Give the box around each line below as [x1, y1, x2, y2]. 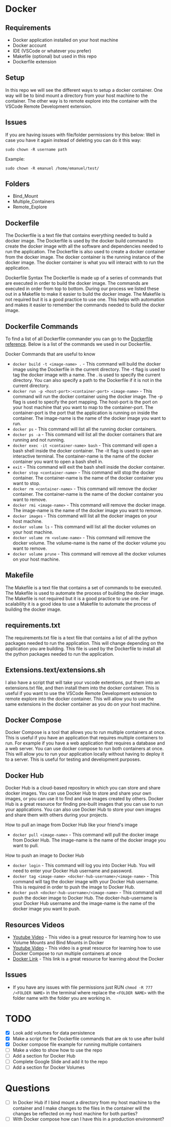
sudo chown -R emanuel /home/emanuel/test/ [5, 165, 100, 171]
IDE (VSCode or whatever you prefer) [12, 48, 91, 54]
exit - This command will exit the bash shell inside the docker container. [12, 464, 165, 470]
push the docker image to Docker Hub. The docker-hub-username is [12, 895, 157, 901]
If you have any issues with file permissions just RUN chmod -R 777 [12, 984, 153, 990]
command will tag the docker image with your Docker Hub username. [12, 879, 159, 885]
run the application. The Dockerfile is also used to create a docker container [5, 249, 165, 255]
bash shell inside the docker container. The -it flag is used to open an [12, 448, 159, 454]
